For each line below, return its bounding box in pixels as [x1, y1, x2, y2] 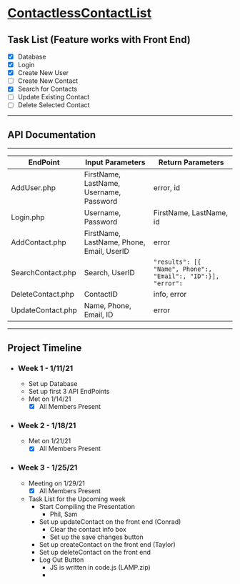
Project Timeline [7, 342, 82, 354]
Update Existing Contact [17, 93, 90, 102]
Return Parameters [158, 157, 224, 167]
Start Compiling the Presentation [39, 502, 136, 510]
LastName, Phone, [84, 237, 146, 247]
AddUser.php [11, 183, 56, 193]
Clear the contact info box [49, 525, 126, 533]
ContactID [84, 289, 118, 300]
